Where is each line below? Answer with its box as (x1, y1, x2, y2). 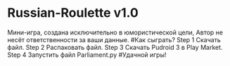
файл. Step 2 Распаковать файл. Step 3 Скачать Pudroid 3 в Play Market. (7, 43, 223, 51)
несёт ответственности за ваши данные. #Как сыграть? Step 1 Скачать (7, 35, 222, 44)
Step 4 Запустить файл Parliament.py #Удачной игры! (7, 51, 167, 59)
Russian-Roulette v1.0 (7, 5, 139, 21)
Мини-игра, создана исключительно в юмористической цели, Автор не (7, 28, 224, 37)
